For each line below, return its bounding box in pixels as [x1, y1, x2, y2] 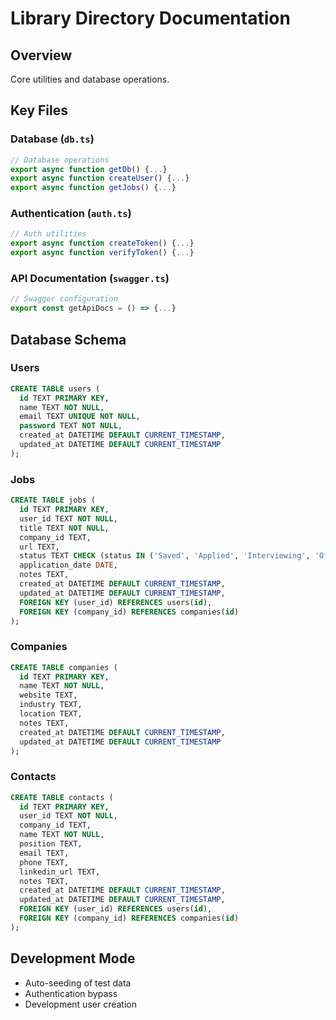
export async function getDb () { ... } [10, 164, 168, 174]
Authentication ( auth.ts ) [10, 207, 132, 221]
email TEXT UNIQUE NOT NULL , [19, 412, 141, 422]
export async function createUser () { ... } [10, 173, 190, 184]
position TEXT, [19, 839, 83, 849]
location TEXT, [19, 709, 83, 719]
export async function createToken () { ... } [10, 238, 195, 249]
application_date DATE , [19, 560, 118, 571]
